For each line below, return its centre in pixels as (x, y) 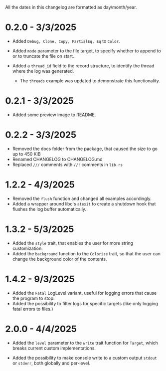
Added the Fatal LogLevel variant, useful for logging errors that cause (84, 293)
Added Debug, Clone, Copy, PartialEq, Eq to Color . (66, 41)
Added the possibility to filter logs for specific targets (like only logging (85, 303)
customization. (28, 248)
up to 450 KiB (26, 154)
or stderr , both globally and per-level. (51, 363)
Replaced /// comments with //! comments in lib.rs (68, 165)
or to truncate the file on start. (43, 56)
